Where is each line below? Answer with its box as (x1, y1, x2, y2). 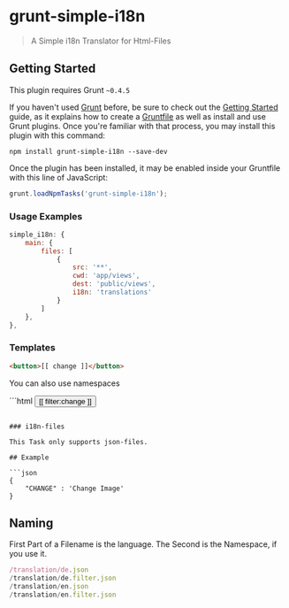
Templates (9, 342, 56, 354)
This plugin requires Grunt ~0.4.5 (9, 84, 131, 95)
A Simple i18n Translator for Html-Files (30, 35, 171, 46)
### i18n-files (9, 422, 65, 431)
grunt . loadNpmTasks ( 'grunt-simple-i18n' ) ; (9, 189, 168, 198)
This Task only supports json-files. (9, 437, 148, 446)
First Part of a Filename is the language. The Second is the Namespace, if (9, 539, 278, 550)
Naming (9, 515, 54, 530)
